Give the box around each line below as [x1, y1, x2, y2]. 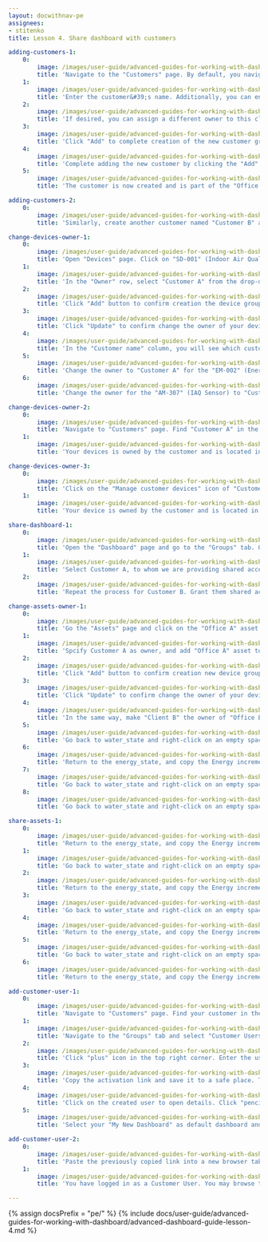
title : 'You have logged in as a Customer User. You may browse [37, 1180, 255, 1188]
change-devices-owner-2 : [8, 403, 91, 411]
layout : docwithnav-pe [8, 11, 84, 20]
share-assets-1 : [8, 817, 62, 825]
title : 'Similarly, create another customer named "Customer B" [37, 219, 255, 227]
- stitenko [8, 26, 45, 34]
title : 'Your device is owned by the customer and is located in [37, 507, 259, 515]
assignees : [8, 19, 45, 27]
